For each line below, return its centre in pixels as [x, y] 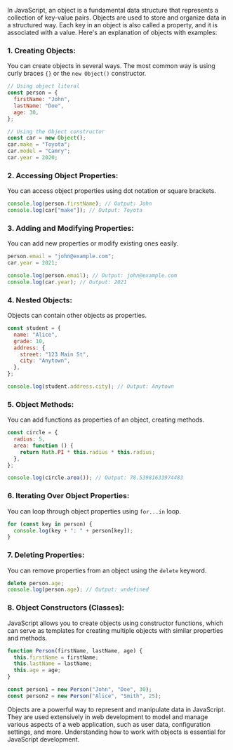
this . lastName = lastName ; [53, 664]
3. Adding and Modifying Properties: [71, 228]
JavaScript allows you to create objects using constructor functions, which [115, 623]
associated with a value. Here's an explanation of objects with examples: [112, 32]
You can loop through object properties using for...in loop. [94, 511]
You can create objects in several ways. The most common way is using [111, 66]
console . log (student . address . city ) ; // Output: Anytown [91, 387]
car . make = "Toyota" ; [39, 145]
